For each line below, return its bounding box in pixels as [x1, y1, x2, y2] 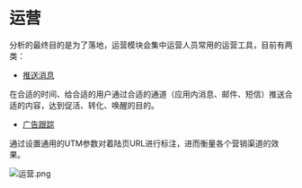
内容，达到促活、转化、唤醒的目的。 [24, 99, 159, 110]
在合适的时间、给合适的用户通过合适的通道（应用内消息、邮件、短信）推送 [9, 89, 285, 99]
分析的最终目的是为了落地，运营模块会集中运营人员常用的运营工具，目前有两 [9, 39, 293, 50]
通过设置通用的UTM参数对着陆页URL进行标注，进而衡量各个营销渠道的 [9, 138, 271, 149]
